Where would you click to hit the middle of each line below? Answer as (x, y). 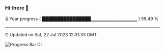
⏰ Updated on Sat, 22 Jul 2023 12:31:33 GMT (51, 35)
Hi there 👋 (17, 8)
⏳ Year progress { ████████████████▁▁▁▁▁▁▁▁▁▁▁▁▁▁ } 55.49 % (82, 19)
